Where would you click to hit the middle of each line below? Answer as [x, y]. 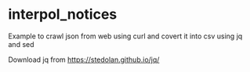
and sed [21, 44]
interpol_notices [63, 14]
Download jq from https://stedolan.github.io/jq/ [84, 59]
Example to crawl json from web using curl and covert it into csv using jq [125, 36]
